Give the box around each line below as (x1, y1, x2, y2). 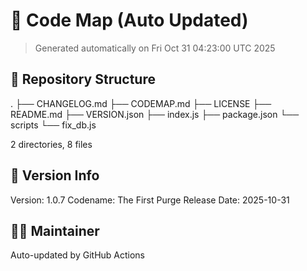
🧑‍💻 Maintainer (10, 222, 100, 239)
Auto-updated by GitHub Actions (10, 249, 146, 261)
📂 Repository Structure (10, 71, 156, 88)
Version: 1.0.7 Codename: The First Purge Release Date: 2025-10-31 (10, 194, 290, 206)
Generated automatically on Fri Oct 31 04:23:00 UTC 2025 (34, 42, 276, 54)
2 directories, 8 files (10, 138, 93, 150)
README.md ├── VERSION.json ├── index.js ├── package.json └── (10, 108, 300, 120)
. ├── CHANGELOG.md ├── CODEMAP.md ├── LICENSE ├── (10, 97, 272, 109)
